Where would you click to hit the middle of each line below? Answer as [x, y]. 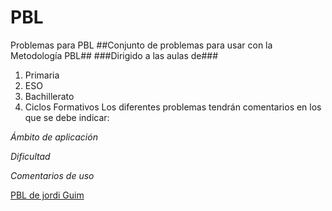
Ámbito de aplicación [54, 137]
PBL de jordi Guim [47, 195]
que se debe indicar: [67, 117]
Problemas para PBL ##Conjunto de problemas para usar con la [141, 45]
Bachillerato [49, 96]
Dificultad [30, 156]
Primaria [42, 75]
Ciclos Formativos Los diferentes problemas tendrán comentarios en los [173, 107]
